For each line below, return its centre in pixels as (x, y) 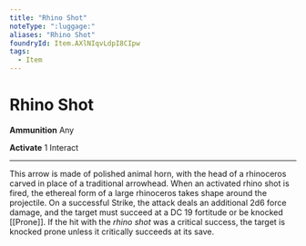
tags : (20, 52)
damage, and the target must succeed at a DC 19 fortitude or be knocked (147, 212)
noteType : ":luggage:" (52, 26)
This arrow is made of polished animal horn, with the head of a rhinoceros (148, 173)
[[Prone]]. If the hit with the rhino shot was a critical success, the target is (147, 221)
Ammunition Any (42, 130)
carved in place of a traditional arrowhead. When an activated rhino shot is (149, 183)
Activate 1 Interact (44, 147)
